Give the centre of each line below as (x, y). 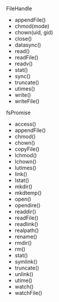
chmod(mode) (32, 26)
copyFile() (27, 149)
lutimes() (25, 168)
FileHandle (19, 9)
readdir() (25, 212)
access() (25, 124)
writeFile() (27, 101)
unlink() (24, 274)
